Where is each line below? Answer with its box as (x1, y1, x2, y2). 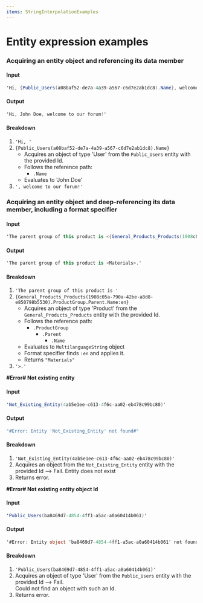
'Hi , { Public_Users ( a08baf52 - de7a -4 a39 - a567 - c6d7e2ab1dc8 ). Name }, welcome (6, 85, 199, 91)
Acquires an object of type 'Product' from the (24, 305, 138, 312)
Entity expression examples (6, 34, 149, 48)
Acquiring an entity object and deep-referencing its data (6, 198, 175, 206)
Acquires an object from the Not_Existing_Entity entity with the (14, 460, 175, 468)
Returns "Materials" (24, 356, 76, 363)
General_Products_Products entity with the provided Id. (24, 311, 160, 318)
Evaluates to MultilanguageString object (24, 343, 125, 350)
